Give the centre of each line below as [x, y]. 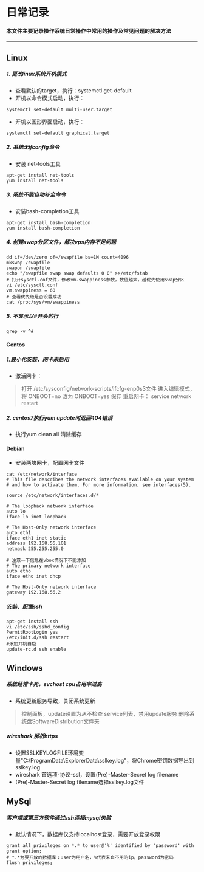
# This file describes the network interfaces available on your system [100, 480]
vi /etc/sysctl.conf [32, 285]
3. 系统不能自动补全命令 [36, 194]
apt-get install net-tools [40, 175]
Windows [25, 668]
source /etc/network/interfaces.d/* [53, 496]
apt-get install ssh [32, 622]
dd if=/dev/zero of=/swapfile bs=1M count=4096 [68, 257]
